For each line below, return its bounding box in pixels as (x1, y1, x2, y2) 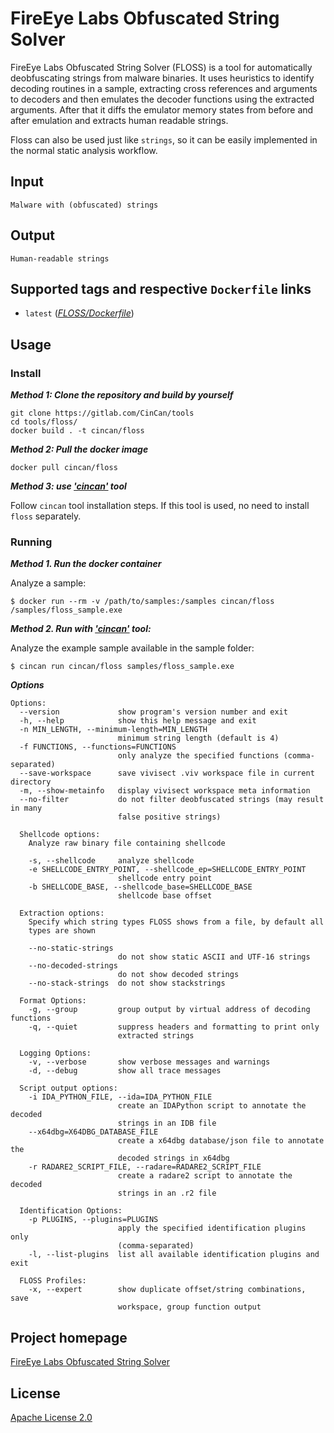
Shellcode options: (19, 830, 101, 840)
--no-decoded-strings (28, 961, 118, 971)
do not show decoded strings (117, 970, 240, 980)
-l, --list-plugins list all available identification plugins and (28, 1250, 320, 1260)
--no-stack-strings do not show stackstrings (28, 978, 226, 989)
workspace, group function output (117, 1302, 262, 1312)
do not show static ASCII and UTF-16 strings (117, 952, 311, 962)
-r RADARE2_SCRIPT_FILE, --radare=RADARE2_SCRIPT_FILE (28, 1162, 262, 1172)
